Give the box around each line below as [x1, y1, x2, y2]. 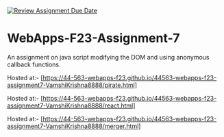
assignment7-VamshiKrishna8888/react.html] [7, 101, 136, 110]
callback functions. [7, 60, 61, 68]
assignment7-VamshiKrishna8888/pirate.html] [7, 81, 137, 89]
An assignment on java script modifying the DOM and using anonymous [7, 53, 210, 61]
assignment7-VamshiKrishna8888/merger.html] [7, 122, 141, 130]
